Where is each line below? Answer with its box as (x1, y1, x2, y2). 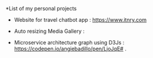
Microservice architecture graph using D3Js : (14, 39, 125, 46)
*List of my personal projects (5, 5, 77, 12)
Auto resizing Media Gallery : (14, 28, 85, 35)
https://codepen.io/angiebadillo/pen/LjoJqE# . (14, 45, 126, 52)
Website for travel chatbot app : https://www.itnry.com (14, 16, 147, 23)
